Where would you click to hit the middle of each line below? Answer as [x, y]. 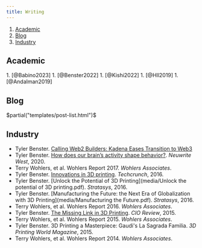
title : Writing [25, 12]
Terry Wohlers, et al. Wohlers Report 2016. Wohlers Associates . [94, 206]
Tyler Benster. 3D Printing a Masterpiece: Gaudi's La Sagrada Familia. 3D [106, 226]
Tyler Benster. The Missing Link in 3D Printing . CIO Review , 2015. [96, 213]
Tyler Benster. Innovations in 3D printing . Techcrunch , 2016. [89, 174]
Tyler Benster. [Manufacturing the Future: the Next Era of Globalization [103, 194]
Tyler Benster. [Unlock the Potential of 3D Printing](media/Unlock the [101, 181]
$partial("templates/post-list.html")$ [51, 115]
